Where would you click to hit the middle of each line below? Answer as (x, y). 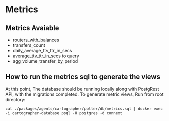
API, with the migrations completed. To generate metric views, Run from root (84, 94)
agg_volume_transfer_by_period (45, 61)
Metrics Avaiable (32, 28)
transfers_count (29, 45)
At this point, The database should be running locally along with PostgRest (82, 89)
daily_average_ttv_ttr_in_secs (42, 50)
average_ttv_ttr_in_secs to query (46, 56)
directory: (15, 99)
